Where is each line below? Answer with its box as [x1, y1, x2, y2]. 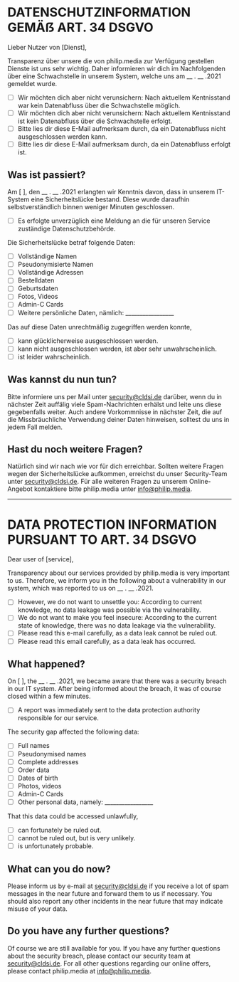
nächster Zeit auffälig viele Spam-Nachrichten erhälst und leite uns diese [7, 400, 222, 408]
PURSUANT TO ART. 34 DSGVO [7, 532, 197, 548]
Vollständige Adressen [17, 268, 84, 277]
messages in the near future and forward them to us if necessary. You [7, 889, 213, 897]
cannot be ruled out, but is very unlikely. [17, 834, 136, 842]
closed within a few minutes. [7, 692, 91, 701]
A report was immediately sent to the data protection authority [17, 706, 201, 714]
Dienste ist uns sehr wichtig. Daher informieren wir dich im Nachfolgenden [7, 64, 225, 73]
